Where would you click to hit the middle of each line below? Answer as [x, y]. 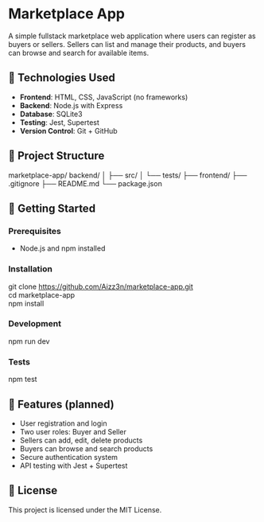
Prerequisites [35, 231]
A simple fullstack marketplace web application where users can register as [132, 36]
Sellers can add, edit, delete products [81, 440]
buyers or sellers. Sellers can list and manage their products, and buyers [127, 44]
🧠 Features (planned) [62, 404]
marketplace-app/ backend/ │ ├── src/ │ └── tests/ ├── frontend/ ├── [128, 175]
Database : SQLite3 [51, 114]
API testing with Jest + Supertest [74, 466]
